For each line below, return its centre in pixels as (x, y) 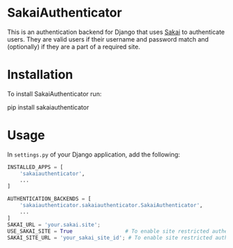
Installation (40, 75)
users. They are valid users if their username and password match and (108, 39)
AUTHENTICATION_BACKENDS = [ (49, 199)
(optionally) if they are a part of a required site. (74, 46)
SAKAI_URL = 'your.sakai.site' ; (54, 224)
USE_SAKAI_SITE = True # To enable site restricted (108, 231)
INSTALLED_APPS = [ (35, 167)
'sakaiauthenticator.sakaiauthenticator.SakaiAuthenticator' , (111, 206)
